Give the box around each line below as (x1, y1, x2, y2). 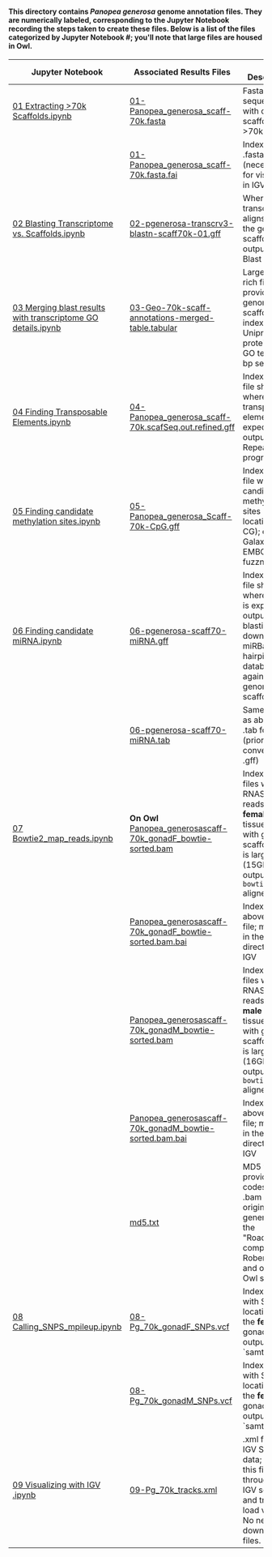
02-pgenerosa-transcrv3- (129, 218, 234, 229)
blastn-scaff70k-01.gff (129, 228, 221, 239)
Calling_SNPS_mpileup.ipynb (12, 1321, 122, 1332)
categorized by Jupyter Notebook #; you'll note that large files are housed (8, 32, 263, 42)
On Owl (129, 813, 159, 824)
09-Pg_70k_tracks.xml (129, 1484, 218, 1495)
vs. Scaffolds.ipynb (12, 228, 85, 239)
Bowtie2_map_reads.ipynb (12, 833, 113, 845)
